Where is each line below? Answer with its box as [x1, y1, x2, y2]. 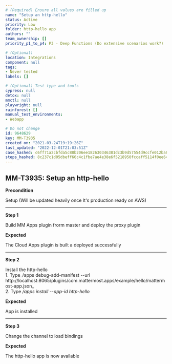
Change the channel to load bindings [5, 333, 83, 339]
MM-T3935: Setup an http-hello [5, 174, 109, 182]
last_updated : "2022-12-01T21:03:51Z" [5, 145, 88, 150]
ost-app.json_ [5, 283, 34, 289]
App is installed [5, 308, 38, 314]
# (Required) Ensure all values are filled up [5, 7, 106, 13]
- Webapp [5, 117, 24, 122]
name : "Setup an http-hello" [5, 12, 68, 17]
